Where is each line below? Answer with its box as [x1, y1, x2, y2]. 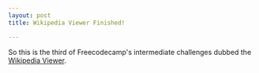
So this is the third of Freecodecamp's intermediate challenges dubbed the [8, 47, 252, 57]
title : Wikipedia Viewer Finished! [8, 19, 126, 27]
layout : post [8, 11, 51, 20]
